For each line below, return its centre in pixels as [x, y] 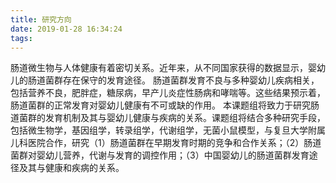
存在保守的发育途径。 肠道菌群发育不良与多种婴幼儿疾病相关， [191, 80]
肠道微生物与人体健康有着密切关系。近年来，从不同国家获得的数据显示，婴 [163, 68]
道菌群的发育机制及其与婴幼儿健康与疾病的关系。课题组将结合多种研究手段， [168, 118]
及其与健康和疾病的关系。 [71, 168]
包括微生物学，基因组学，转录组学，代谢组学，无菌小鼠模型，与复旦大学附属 [168, 130]
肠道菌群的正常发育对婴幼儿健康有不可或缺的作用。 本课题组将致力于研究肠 [165, 105]
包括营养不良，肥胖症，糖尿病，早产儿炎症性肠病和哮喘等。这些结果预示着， [168, 93]
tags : [21, 38]
